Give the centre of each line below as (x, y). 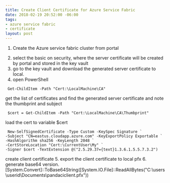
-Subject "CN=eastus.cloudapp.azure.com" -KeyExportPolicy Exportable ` (84, 136)
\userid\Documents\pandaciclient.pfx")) (47, 175)
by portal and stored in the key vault (50, 63)
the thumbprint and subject (34, 104)
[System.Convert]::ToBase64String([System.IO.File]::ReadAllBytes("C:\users (85, 170)
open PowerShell (30, 80)
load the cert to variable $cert (36, 122)
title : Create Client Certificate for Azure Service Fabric (70, 10)
